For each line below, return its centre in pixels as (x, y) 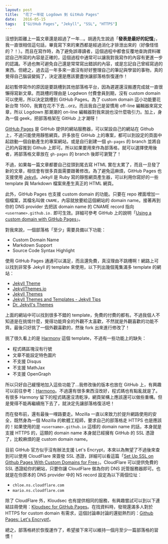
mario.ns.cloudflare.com (38, 491)
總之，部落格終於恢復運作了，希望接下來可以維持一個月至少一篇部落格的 (79, 530)
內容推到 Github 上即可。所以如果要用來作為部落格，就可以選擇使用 (83, 148)
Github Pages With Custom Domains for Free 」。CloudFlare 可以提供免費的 (82, 462)
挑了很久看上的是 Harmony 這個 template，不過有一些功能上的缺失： (76, 338)
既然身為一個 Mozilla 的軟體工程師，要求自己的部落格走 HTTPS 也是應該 (88, 420)
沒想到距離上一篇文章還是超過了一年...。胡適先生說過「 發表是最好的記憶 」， (83, 39)
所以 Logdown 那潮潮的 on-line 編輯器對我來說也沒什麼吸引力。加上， (86, 112)
